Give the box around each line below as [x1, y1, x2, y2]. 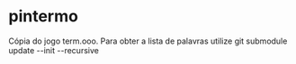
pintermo [8, 6, 78, 27]
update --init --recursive [8, 44, 100, 55]
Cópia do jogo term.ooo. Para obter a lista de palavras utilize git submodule [8, 36, 288, 46]
